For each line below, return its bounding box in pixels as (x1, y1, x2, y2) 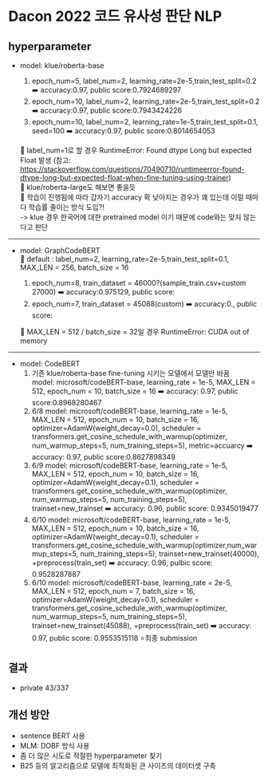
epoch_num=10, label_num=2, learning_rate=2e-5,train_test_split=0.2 (31, 97, 260, 106)
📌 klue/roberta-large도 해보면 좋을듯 (19, 183, 136, 192)
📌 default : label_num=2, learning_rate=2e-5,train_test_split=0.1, (19, 255, 230, 263)
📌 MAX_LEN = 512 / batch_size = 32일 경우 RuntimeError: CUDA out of (19, 327, 250, 336)
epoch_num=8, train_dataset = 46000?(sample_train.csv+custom (31, 278, 246, 287)
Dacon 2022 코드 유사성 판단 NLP (8, 7, 223, 26)
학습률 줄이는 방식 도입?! (28, 203, 105, 211)
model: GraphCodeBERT (19, 246, 100, 255)
